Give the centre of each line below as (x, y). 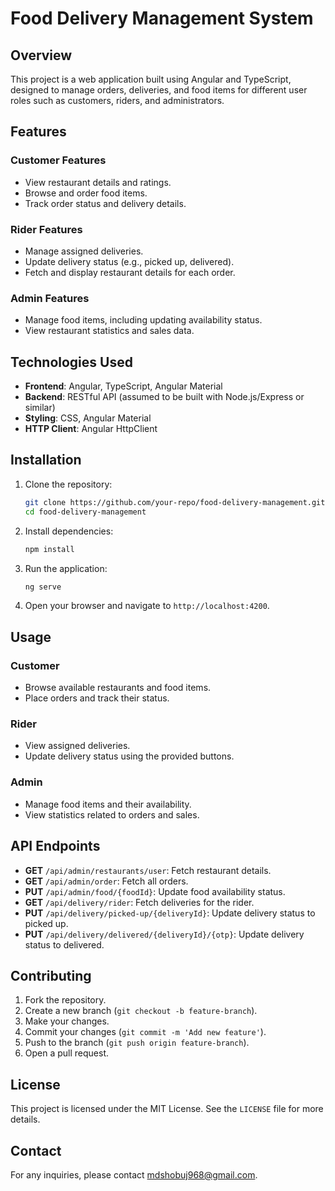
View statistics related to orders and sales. (112, 814)
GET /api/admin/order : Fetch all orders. (106, 881)
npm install (49, 549)
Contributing (51, 975)
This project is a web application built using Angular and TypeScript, (151, 79)
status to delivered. (64, 944)
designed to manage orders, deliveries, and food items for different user (159, 90)
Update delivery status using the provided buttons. (129, 756)
